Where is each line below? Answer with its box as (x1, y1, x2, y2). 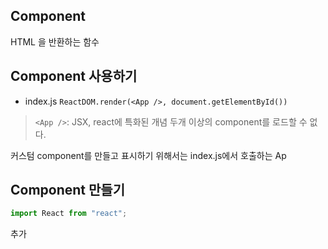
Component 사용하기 (10, 68, 138, 85)
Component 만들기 (10, 182, 125, 199)
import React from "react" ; (10, 209, 128, 219)
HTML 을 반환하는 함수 (10, 35, 100, 48)
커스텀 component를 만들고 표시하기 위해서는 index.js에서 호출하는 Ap (10, 149, 287, 161)
